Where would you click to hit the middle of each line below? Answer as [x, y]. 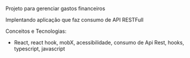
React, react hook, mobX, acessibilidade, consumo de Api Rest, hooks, [99, 42]
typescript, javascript [39, 49]
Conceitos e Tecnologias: [36, 31]
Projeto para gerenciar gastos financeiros [56, 8]
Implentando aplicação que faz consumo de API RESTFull [75, 20]
